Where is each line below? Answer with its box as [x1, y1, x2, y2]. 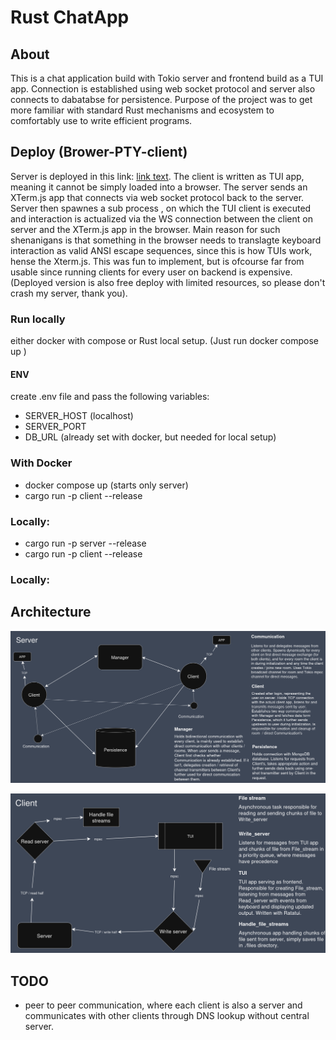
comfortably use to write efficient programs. [10, 115, 193, 126]
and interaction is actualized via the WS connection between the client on [10, 212, 313, 225]
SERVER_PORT [24, 421, 87, 433]
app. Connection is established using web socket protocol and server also [10, 83, 316, 95]
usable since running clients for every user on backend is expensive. [10, 266, 293, 278]
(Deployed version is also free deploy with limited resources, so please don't [10, 276, 326, 288]
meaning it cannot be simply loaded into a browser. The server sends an [10, 181, 308, 193]
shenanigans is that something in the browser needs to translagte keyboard [10, 234, 322, 246]
